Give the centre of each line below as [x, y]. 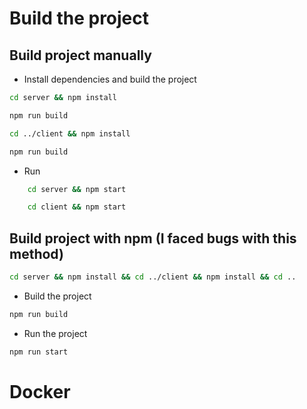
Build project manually [80, 55]
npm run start [39, 352]
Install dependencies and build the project [110, 79]
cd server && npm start [77, 189]
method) [36, 253]
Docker [40, 391]
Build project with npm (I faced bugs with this [153, 238]
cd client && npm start [77, 207]
